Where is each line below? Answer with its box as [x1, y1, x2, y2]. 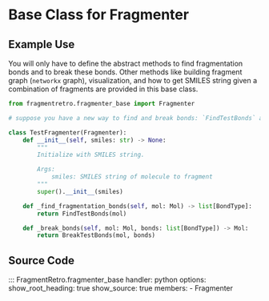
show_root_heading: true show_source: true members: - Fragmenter [8, 283, 234, 293]
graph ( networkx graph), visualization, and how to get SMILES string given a [8, 76, 258, 85]
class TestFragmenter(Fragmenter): [8, 128, 127, 137]
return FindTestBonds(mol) [37, 210, 127, 218]
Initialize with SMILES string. [37, 150, 146, 159]
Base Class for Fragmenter [8, 6, 190, 24]
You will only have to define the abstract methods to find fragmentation [8, 58, 243, 68]
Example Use [8, 38, 75, 51]
